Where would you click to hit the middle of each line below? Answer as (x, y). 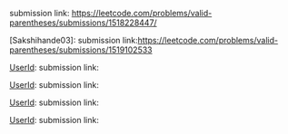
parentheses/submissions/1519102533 (81, 50)
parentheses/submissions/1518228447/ (83, 23)
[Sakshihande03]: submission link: (74, 40)
